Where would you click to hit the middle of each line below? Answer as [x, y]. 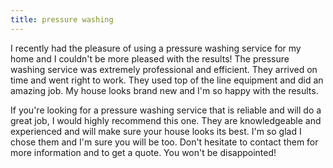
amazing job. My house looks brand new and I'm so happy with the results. [164, 90]
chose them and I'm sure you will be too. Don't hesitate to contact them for [164, 142]
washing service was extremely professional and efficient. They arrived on [164, 69]
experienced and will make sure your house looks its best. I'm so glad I [156, 131]
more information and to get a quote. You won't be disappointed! [143, 152]
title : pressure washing [62, 19]
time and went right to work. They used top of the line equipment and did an [167, 80]
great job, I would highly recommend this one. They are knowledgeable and [166, 120]
